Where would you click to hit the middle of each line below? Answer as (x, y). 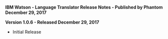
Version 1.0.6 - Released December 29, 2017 (52, 22)
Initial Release (27, 32)
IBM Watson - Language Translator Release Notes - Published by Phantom (84, 7)
